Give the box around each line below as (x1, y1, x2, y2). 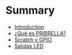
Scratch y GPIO (14, 36, 52, 43)
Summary (5, 4, 55, 17)
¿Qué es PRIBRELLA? (14, 29, 66, 36)
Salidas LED (14, 42, 44, 50)
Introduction (14, 23, 45, 30)
